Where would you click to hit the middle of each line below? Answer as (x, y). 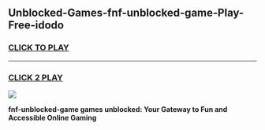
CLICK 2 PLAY (35, 77)
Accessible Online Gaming (52, 117)
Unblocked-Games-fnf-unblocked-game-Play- (126, 13)
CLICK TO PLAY (39, 48)
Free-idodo (36, 26)
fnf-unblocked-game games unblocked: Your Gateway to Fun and (118, 109)
